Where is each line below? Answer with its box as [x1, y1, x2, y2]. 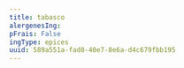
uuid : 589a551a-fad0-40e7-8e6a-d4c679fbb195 [9, 46, 176, 55]
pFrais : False [9, 29, 62, 38]
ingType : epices [9, 37, 69, 47]
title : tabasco [9, 12, 65, 22]
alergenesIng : [9, 21, 62, 30]
